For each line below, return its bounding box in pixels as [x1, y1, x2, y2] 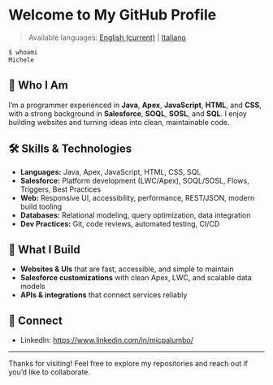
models [19, 282, 45, 292]
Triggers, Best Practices [19, 184, 102, 194]
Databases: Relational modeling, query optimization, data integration [19, 210, 251, 220]
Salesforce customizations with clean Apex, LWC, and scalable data [19, 273, 252, 283]
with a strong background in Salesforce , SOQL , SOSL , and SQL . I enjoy [8, 108, 248, 119]
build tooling [19, 201, 63, 212]
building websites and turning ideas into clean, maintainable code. [8, 117, 230, 127]
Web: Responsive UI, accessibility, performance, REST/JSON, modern [19, 193, 255, 203]
